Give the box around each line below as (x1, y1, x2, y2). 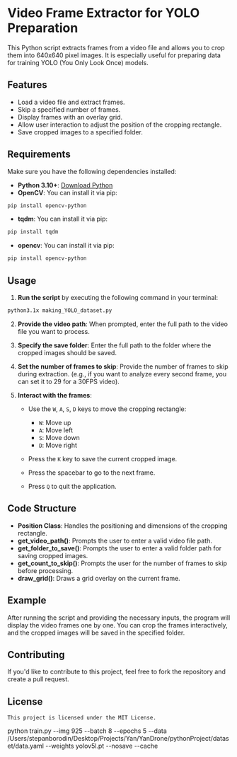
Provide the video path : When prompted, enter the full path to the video (17, 320, 229, 328)
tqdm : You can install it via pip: (17, 214, 108, 224)
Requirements (7, 149, 71, 161)
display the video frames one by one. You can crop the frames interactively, (7, 620, 228, 629)
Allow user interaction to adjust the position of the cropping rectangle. (17, 120, 222, 129)
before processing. (17, 566, 74, 574)
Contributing (7, 649, 65, 661)
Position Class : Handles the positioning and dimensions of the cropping (17, 521, 228, 530)
